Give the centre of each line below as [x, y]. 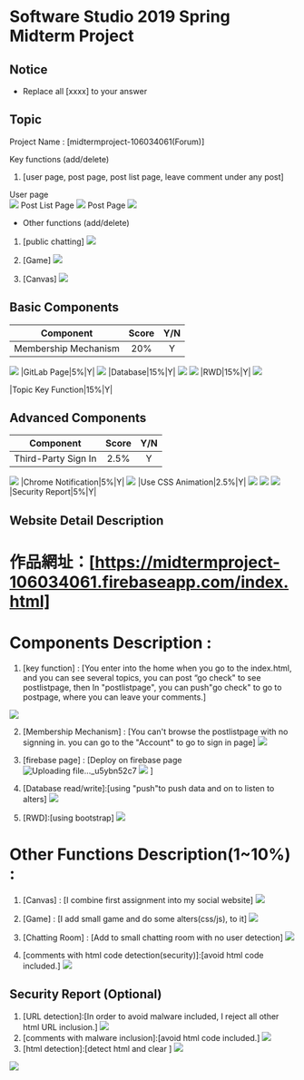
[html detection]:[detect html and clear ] [97, 1048]
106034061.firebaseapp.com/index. [149, 582]
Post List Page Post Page [73, 205]
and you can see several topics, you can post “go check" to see [142, 677]
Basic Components [64, 307]
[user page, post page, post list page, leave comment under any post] [153, 177]
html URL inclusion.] [60, 1026]
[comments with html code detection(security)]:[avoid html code [143, 955]
